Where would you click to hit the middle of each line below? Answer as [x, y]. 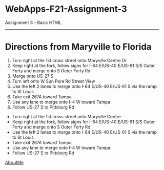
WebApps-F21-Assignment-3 [66, 9]
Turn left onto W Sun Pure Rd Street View [53, 81]
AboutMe [14, 162]
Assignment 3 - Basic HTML [33, 22]
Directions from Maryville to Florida [78, 47]
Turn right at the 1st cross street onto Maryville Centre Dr [69, 60]
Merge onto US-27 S [33, 76]
